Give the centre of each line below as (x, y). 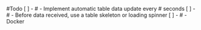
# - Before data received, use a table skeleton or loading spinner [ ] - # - (97, 15)
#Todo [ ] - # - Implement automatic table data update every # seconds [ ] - (101, 9)
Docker (15, 21)
